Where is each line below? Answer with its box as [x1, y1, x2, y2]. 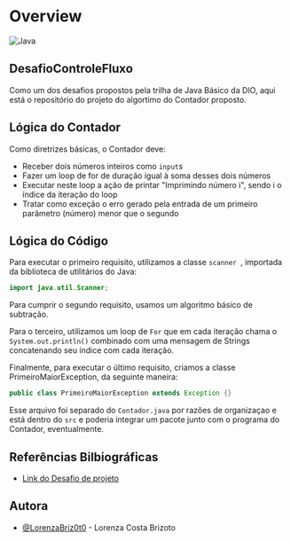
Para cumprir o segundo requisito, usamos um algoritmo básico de [9, 300, 253, 310]
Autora [9, 498, 49, 514]
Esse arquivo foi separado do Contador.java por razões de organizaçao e [9, 405, 277, 416]
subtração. [9, 309, 49, 320]
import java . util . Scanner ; [9, 284, 109, 293]
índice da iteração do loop [21, 189, 118, 200]
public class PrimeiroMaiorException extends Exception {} [9, 388, 232, 398]
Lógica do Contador [9, 120, 122, 135]
